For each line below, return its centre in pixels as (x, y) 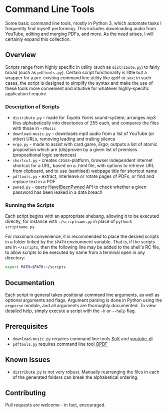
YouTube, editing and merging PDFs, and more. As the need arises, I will (79, 34)
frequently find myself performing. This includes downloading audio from (80, 28)
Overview (21, 55)
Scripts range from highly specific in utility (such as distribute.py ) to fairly (82, 67)
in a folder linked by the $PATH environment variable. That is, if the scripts (80, 242)
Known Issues (28, 360)
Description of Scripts (32, 106)
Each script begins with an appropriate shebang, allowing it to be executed (82, 216)
